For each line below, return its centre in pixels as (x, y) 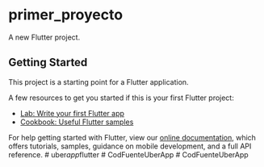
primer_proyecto (66, 15)
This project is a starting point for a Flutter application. (98, 81)
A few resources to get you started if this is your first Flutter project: (121, 98)
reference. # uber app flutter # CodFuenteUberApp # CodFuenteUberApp (128, 154)
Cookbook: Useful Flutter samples (77, 122)
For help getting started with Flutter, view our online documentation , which (132, 137)
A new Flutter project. (44, 37)
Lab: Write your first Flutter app (72, 113)
